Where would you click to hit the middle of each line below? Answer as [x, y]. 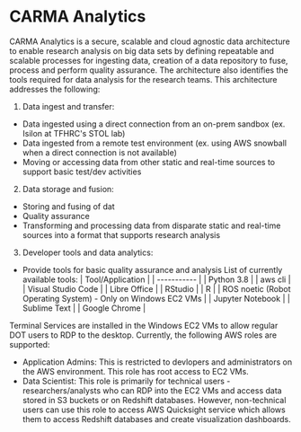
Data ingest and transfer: [68, 106]
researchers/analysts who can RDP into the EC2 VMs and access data [152, 390]
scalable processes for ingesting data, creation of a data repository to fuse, [149, 60]
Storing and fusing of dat [68, 206]
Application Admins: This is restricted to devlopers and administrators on [157, 362]
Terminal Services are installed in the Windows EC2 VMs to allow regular [144, 325]
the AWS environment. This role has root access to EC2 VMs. [135, 371]
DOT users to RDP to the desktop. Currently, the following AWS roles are [143, 335]
